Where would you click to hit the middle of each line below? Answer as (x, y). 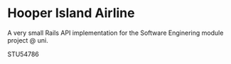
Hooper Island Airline (71, 13)
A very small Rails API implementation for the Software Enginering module (116, 33)
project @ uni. (28, 40)
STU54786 (23, 54)
